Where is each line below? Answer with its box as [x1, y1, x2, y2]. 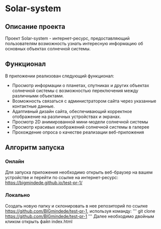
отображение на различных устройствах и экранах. [12, 114, 121, 119]
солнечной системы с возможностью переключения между [12, 88, 139, 93]
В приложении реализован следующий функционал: [5, 73, 115, 79]
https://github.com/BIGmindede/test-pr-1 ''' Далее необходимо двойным [5, 213, 155, 219]
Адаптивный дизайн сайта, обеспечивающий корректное [12, 108, 132, 114]
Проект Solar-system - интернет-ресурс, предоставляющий [5, 35, 130, 41]
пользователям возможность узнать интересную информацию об [5, 41, 143, 46]
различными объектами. [12, 92, 64, 98]
